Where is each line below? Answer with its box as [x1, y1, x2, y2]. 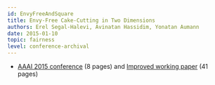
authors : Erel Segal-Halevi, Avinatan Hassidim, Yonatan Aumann [7, 23, 200, 30]
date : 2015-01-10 [7, 30, 58, 37]
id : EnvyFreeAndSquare [7, 10, 74, 18]
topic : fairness [7, 37, 55, 44]
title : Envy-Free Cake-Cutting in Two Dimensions [7, 17, 156, 24]
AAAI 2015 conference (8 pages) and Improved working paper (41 [17, 63, 209, 70]
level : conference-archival [7, 43, 90, 50]
